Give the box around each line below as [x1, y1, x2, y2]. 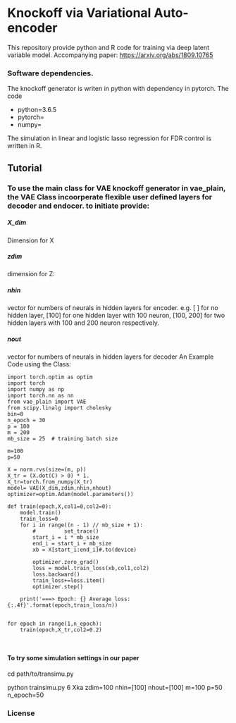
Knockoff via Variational [7, 5, 151, 21]
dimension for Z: [7, 270, 55, 278]
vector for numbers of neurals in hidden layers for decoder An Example [7, 352, 214, 361]
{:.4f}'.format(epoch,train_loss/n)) [7, 602, 118, 609]
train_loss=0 [20, 516, 58, 523]
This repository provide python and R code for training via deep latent [7, 43, 210, 51]
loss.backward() [32, 571, 80, 579]
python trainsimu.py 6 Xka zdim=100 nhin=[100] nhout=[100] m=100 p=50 [7, 683, 223, 691]
